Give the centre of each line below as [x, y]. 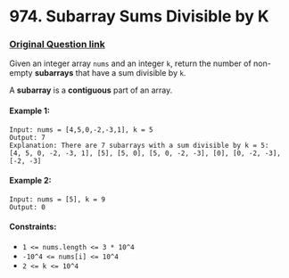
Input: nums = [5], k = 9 [57, 199]
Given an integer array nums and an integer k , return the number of [130, 63]
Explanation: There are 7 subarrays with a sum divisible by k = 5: [139, 145]
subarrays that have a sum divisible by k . [110, 73]
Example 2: [30, 181]
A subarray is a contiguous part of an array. [91, 90]
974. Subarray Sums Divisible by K [139, 16]
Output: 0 [28, 207]
